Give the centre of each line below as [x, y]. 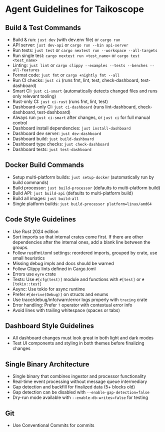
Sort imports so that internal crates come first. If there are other [78, 236]
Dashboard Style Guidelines [49, 326]
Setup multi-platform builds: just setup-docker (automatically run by [83, 177]
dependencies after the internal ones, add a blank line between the [81, 242]
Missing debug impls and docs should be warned [63, 263]
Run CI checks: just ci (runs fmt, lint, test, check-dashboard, [76, 80]
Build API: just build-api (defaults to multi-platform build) [73, 193]
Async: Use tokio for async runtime [49, 289]
